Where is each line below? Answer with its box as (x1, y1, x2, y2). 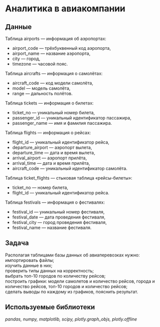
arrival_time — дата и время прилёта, (12, 160, 90, 166)
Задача (5, 239, 29, 247)
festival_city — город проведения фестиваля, (12, 219, 107, 225)
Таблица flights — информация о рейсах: (5, 130, 91, 136)
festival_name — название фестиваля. (12, 225, 92, 230)
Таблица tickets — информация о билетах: (5, 100, 94, 106)
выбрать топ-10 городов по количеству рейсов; (5, 273, 106, 279)
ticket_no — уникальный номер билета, (12, 109, 95, 115)
